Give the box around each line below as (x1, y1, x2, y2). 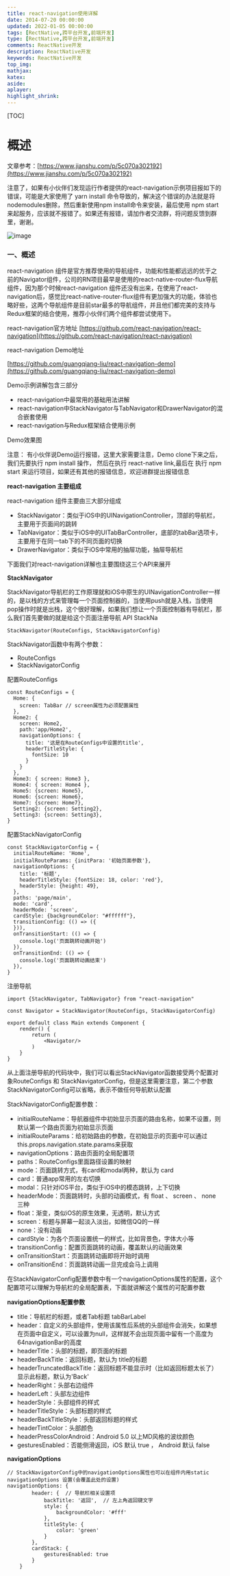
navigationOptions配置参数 (7, 1298, 86, 1306)
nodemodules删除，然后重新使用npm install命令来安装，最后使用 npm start (7, 200, 219, 209)
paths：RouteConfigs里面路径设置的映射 (16, 1157, 132, 1166)
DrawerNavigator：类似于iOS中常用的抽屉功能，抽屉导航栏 (16, 545, 183, 554)
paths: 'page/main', (13, 895, 72, 902)
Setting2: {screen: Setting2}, (13, 806, 103, 813)
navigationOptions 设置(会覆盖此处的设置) (7, 1477, 120, 1483)
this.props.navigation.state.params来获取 (16, 1140, 133, 1148)
